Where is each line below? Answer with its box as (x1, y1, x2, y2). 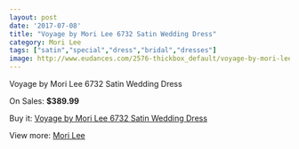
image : (9, 54, 34, 63)
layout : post (9, 12, 58, 22)
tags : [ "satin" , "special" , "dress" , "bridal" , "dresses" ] (9, 46, 217, 55)
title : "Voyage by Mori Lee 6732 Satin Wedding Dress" (9, 29, 217, 38)
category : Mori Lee (9, 37, 82, 47)
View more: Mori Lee (9, 130, 86, 140)
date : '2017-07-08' (9, 21, 82, 30)
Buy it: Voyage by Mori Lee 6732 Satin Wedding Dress (9, 113, 207, 123)
